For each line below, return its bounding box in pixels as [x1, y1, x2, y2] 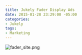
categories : [5, 16, 30, 21]
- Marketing [5, 30, 30, 35]
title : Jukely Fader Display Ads [5, 7, 75, 12]
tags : [5, 26, 16, 31]
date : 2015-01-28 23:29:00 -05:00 [5, 12, 77, 17]
